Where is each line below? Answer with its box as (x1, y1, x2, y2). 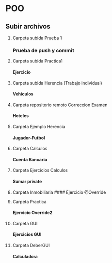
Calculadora (12, 253, 38, 259)
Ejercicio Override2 (12, 210, 53, 216)
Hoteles (12, 113, 29, 119)
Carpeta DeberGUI (12, 242, 50, 248)
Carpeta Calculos (12, 146, 48, 152)
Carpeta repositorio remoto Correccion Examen (12, 102, 108, 108)
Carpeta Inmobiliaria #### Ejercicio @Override (12, 189, 106, 195)
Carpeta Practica (12, 199, 47, 204)
